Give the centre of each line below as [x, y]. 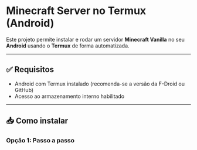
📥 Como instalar [37, 121]
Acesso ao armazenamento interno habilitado [69, 96]
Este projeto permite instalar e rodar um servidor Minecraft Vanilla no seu [95, 39]
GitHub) [24, 90]
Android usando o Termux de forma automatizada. [68, 46]
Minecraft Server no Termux [76, 11]
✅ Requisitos [30, 69]
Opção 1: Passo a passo [40, 141]
